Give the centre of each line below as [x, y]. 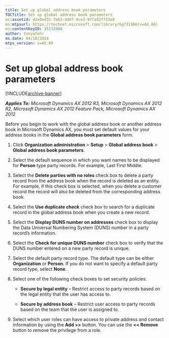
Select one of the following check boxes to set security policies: [80, 279]
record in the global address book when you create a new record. [81, 212]
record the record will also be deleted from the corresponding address [86, 191]
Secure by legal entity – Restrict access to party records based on [90, 289]
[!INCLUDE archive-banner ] [34, 93]
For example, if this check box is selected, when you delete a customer [87, 186]
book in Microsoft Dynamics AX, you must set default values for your [77, 129]
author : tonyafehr [25, 34]
